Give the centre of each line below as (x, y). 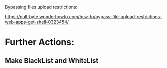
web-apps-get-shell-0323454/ (37, 22)
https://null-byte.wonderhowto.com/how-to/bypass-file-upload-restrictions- (83, 17)
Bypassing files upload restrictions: (41, 7)
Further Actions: (40, 42)
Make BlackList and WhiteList (52, 60)
